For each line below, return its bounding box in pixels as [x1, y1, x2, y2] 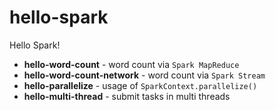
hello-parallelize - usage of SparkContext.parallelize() [23, 79, 258, 91]
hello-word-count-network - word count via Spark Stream [23, 69, 266, 81]
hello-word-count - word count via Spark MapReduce [23, 58, 240, 70]
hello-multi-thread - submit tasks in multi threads [23, 90, 231, 102]
